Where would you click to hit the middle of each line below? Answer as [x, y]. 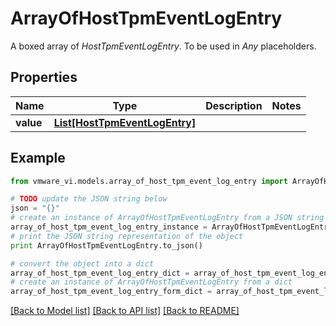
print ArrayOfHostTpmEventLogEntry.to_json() [106, 245]
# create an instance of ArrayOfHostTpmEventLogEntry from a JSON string [167, 218]
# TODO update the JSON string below [89, 199]
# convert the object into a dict [82, 263]
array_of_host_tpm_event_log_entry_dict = [100, 273]
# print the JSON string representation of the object [127, 236]
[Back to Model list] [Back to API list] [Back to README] [125, 311]
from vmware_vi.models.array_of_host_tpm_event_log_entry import [149, 181]
